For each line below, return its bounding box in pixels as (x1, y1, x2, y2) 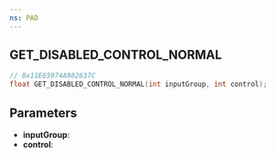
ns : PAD (9, 13, 39, 23)
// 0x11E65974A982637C (9, 71, 96, 80)
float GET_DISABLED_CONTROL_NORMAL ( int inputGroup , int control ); (9, 79, 268, 89)
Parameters (9, 105, 78, 120)
